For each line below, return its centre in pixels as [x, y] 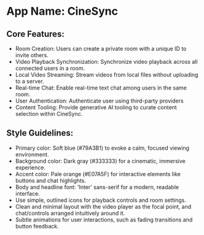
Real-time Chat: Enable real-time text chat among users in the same [101, 88]
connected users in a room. [50, 68]
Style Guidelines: [40, 133]
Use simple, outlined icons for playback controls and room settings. [100, 200]
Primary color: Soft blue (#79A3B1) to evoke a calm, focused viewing [102, 148]
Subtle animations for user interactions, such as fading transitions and [104, 220]
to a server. [29, 81]
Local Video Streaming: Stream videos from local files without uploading [107, 75]
